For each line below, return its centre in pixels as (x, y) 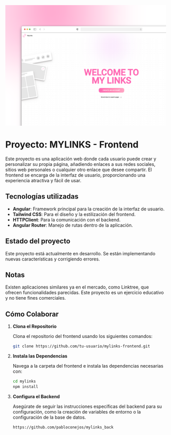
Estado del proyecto (38, 241)
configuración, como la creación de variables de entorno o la (77, 412)
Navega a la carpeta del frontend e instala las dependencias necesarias (88, 366)
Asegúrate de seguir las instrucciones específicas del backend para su (87, 406)
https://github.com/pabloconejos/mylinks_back (63, 427)
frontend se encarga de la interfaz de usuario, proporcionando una (75, 175)
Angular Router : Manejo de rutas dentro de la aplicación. (73, 225)
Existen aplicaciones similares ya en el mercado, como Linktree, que (77, 287)
